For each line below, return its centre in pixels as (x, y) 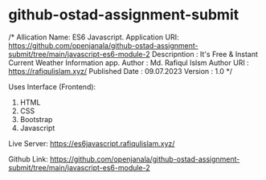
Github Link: (28, 159)
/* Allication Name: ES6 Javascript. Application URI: (94, 37)
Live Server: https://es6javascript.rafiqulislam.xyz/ (92, 143)
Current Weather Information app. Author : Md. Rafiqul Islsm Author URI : (129, 63)
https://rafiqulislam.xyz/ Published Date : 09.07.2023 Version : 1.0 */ (121, 71)
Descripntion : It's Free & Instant (205, 54)
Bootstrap (36, 119)
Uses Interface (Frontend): (52, 87)
